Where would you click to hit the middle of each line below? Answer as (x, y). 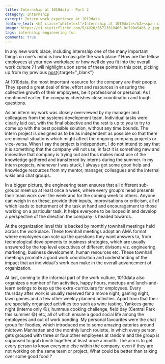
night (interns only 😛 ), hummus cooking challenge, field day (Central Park (80, 309)
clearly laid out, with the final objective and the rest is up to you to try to (78, 123)
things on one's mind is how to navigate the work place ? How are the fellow (82, 56)
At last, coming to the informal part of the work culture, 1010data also (75, 278)
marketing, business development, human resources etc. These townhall (79, 252)
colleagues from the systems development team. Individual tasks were (76, 118)
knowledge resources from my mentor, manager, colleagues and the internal (82, 170)
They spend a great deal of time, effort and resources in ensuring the (75, 87)
